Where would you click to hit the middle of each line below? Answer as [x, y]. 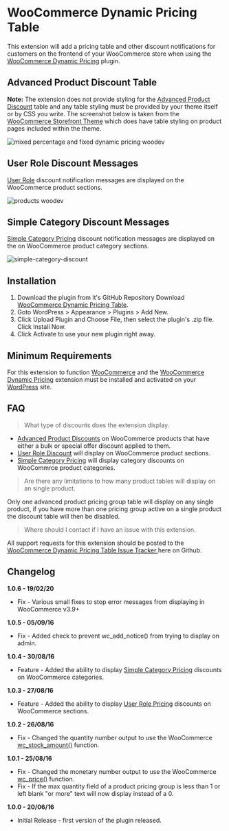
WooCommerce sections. [53, 711]
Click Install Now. [42, 327]
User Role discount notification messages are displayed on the [96, 180]
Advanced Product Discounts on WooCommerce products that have [113, 438]
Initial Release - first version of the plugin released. [89, 820]
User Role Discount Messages [73, 163]
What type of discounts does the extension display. [97, 425]
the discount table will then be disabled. [64, 516]
